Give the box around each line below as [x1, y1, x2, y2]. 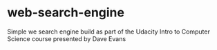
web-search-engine [7, 5, 124, 21]
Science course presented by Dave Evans [7, 34, 126, 42]
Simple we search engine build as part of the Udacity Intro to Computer [7, 27, 211, 36]
